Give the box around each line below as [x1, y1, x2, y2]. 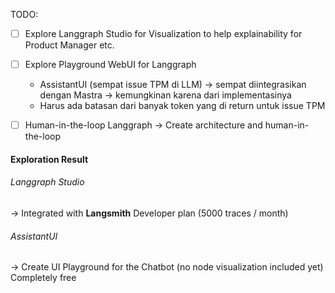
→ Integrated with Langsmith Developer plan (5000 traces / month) [10, 207, 289, 219]
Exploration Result [10, 153, 89, 165]
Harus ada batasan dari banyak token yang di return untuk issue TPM [39, 100, 326, 112]
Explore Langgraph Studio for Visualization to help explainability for [24, 28, 303, 39]
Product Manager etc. [24, 39, 115, 51]
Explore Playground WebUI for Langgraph [24, 59, 197, 71]
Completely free [10, 272, 77, 284]
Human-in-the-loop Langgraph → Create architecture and [24, 119, 263, 131]
